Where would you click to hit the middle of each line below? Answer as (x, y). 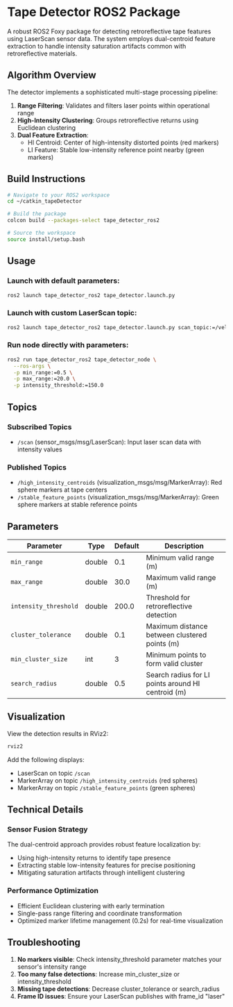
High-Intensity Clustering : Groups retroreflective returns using (108, 120)
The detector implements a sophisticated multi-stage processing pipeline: (113, 92)
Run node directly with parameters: (68, 345)
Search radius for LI (178, 675)
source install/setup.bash (46, 239)
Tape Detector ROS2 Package (94, 12)
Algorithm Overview (52, 75)
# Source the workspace (42, 233)
